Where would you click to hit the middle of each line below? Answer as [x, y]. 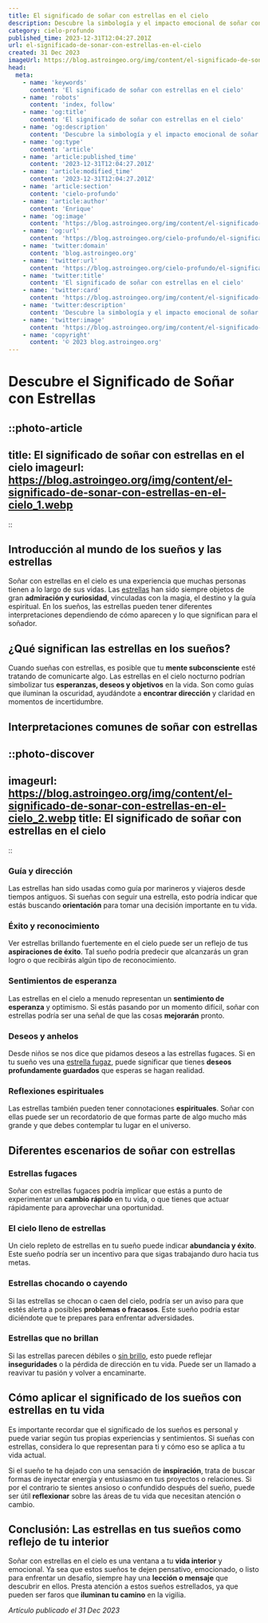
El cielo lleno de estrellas [57, 1228]
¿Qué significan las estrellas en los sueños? [120, 649]
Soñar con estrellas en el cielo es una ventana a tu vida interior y [115, 1561]
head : [17, 68]
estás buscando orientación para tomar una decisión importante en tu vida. [133, 905]
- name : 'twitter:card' [62, 291]
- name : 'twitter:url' [60, 260]
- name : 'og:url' [51, 231]
